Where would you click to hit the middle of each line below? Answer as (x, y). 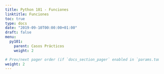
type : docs (16, 23)
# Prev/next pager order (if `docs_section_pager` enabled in (70, 59)
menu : (10, 37)
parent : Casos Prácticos (39, 46)
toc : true (15, 19)
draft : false (18, 32)
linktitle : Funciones (27, 14)
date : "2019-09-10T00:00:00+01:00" (41, 28)
